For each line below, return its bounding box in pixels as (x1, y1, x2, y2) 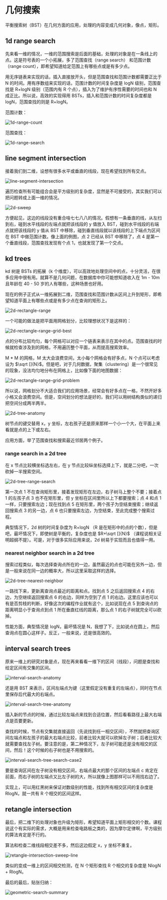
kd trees (5, 254, 31, 263)
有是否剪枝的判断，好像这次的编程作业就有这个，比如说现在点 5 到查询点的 (5, 600, 159, 606)
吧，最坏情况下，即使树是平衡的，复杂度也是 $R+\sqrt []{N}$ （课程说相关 (5, 530, 158, 537)
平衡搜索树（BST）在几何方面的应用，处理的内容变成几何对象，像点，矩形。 (5, 22, 162, 28)
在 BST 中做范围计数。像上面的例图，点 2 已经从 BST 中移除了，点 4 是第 (5, 233, 155, 240)
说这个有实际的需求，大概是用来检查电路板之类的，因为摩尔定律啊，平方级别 (5, 825, 162, 831)
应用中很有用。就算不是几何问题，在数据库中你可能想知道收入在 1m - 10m (9, 275, 160, 281)
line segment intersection (5, 154, 86, 163)
